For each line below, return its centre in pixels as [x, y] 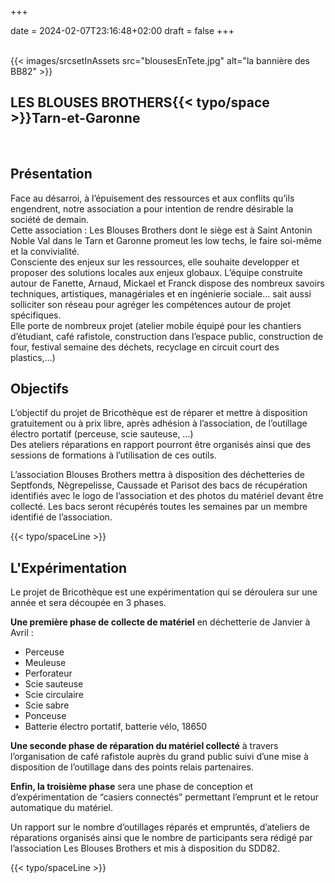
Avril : [22, 633]
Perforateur [48, 673]
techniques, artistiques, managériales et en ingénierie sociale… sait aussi [161, 293]
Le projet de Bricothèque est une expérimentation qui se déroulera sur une [164, 592]
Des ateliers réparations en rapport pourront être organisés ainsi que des [161, 445]
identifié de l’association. [61, 517]
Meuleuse [45, 663]
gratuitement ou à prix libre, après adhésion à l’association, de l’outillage [159, 423]
